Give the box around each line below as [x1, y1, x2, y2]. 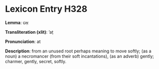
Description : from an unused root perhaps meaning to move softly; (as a [5, 48, 152, 54]
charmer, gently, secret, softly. [5, 58, 67, 64]
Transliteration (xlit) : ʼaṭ [5, 29, 54, 35]
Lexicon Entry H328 [5, 3, 88, 15]
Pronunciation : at [5, 38, 41, 45]
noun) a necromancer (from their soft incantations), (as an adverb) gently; [5, 53, 154, 59]
